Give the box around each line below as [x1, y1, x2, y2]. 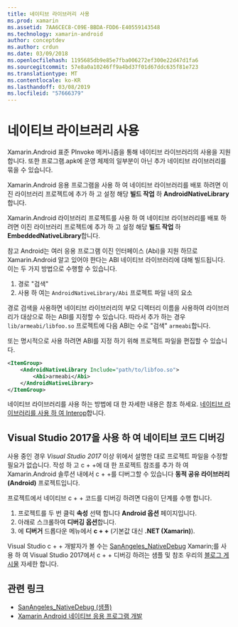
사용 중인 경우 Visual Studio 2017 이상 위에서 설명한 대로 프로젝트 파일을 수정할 [7, 452, 229, 460]
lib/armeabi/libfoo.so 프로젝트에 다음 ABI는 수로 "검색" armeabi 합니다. [7, 321, 211, 330]
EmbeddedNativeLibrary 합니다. [7, 232, 101, 240]
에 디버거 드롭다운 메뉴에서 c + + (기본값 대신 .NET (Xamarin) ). [17, 527, 195, 535]
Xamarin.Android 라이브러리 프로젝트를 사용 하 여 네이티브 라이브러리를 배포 [7, 214, 220, 222]
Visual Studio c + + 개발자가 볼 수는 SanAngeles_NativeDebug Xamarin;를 [7, 542, 220, 551]
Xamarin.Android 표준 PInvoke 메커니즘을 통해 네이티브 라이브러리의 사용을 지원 [7, 147, 231, 157]
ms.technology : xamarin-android [7, 30, 103, 38]
